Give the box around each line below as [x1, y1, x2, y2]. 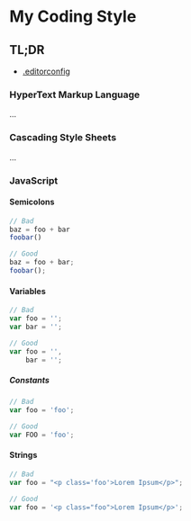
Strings [9, 450, 38, 461]
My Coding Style [9, 6, 137, 27]
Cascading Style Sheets [9, 131, 117, 144]
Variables [9, 285, 47, 296]
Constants [9, 375, 50, 386]
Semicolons [9, 196, 55, 208]
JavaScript [9, 174, 59, 186]
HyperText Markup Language [9, 88, 141, 101]
